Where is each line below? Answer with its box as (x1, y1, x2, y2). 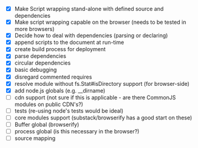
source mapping (14, 135, 56, 142)
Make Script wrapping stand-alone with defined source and (14, 5, 164, 12)
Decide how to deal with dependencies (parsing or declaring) (14, 32, 168, 39)
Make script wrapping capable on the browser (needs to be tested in (14, 18, 186, 26)
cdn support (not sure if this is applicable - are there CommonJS (14, 94, 176, 101)
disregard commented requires (14, 73, 92, 80)
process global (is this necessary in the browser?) (14, 127, 140, 135)
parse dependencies (14, 52, 66, 60)
